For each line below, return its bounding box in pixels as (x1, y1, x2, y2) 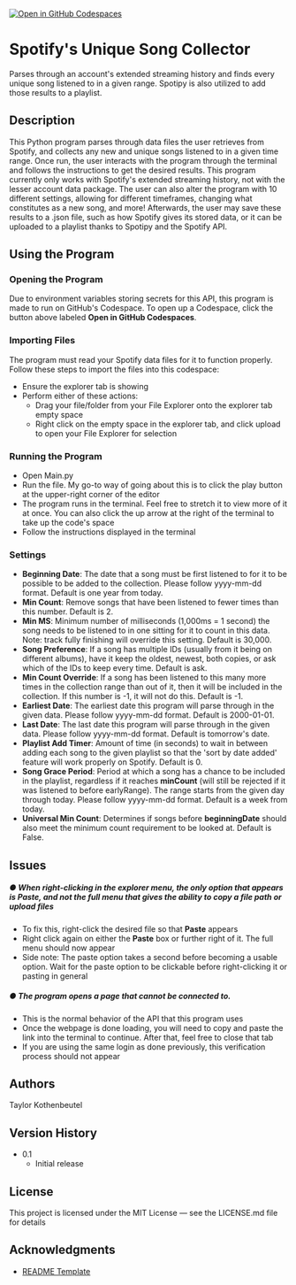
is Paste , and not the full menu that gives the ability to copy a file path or (9, 892, 282, 903)
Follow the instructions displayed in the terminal (21, 527, 196, 537)
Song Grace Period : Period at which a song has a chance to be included (21, 766, 285, 777)
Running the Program (9, 450, 103, 462)
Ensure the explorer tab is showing (21, 381, 148, 391)
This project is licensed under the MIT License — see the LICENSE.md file (9, 1208, 278, 1219)
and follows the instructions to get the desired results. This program (9, 165, 256, 175)
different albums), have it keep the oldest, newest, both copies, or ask (21, 653, 277, 664)
